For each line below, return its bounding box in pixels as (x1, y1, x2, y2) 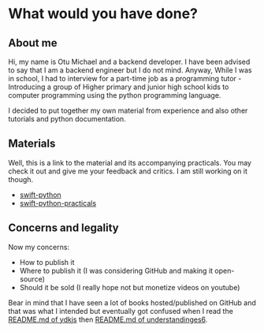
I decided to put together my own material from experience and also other (8, 106, 248, 115)
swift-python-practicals (19, 198, 97, 207)
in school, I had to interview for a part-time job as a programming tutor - (8, 74, 242, 83)
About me (8, 36, 58, 50)
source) (19, 274, 46, 284)
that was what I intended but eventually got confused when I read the (8, 306, 234, 315)
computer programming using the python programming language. (8, 91, 221, 99)
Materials (8, 137, 56, 151)
